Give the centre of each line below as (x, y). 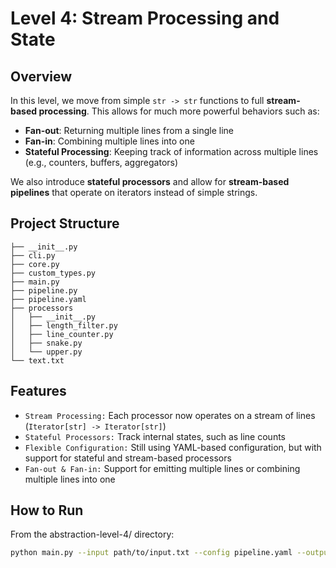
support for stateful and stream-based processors (128, 458)
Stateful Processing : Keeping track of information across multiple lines (171, 151)
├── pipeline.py (44, 290)
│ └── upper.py (46, 352)
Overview (41, 76)
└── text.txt (37, 360)
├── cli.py (33, 255)
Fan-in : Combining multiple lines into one (109, 141)
